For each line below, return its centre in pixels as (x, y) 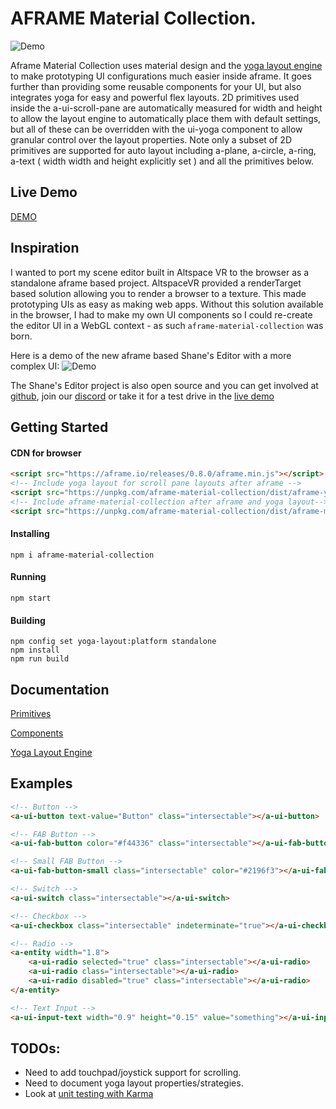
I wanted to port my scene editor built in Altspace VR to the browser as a (160, 272)
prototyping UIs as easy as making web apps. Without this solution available (167, 304)
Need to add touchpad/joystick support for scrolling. (133, 1073)
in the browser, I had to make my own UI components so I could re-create (161, 314)
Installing (30, 534)
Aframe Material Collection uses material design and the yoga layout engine (166, 65)
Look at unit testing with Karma (89, 1094)
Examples (41, 783)
